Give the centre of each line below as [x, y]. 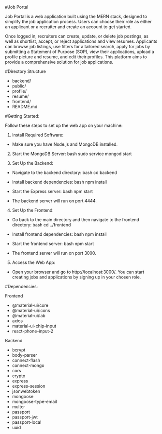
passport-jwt [25, 417]
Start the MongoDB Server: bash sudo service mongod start [72, 154]
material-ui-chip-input [34, 326]
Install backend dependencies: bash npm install [59, 182]
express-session [29, 386]
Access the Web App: [34, 262]
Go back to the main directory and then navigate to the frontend [75, 220]
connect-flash [26, 360]
